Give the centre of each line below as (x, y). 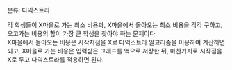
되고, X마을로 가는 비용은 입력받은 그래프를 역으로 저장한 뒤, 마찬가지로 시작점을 (115, 51)
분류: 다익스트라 (29, 10)
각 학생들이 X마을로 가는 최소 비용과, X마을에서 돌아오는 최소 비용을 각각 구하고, (115, 25)
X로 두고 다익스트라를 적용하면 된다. (56, 60)
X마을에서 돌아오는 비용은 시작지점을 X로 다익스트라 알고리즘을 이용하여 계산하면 (116, 42)
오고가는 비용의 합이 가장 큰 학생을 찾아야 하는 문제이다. (82, 34)
